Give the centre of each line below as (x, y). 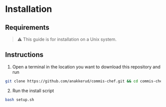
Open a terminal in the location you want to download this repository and (86, 67)
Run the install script (33, 91)
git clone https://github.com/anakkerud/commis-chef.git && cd (72, 81)
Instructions (24, 55)
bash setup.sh (20, 100)
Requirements (27, 27)
